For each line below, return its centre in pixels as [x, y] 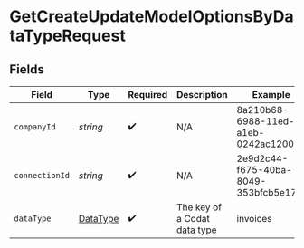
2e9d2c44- [262, 158]
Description [202, 95]
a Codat [193, 219]
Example [271, 95]
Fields [27, 69]
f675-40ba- [264, 170]
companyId [35, 127]
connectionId [42, 175]
